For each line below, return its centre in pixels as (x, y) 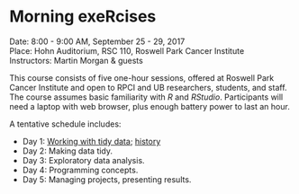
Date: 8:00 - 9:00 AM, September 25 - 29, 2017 (97, 41)
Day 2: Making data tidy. (68, 151)
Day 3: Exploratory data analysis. (84, 160)
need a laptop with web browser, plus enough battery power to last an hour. (149, 106)
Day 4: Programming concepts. (80, 170)
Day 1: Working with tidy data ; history (91, 141)
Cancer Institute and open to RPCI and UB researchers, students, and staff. (148, 87)
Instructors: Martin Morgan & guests (77, 60)
